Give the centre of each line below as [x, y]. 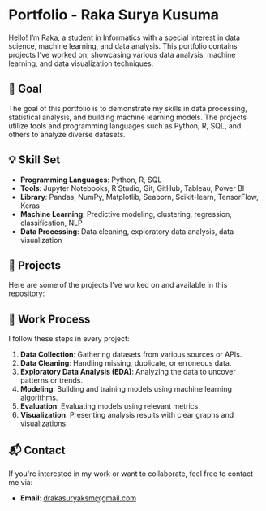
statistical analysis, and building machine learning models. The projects [128, 117]
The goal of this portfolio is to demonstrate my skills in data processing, [128, 108]
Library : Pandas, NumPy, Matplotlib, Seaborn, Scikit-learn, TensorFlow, [139, 197]
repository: [27, 293]
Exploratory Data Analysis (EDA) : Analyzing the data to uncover [128, 372]
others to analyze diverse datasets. [67, 134]
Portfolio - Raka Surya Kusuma [114, 15]
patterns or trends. [51, 380]
